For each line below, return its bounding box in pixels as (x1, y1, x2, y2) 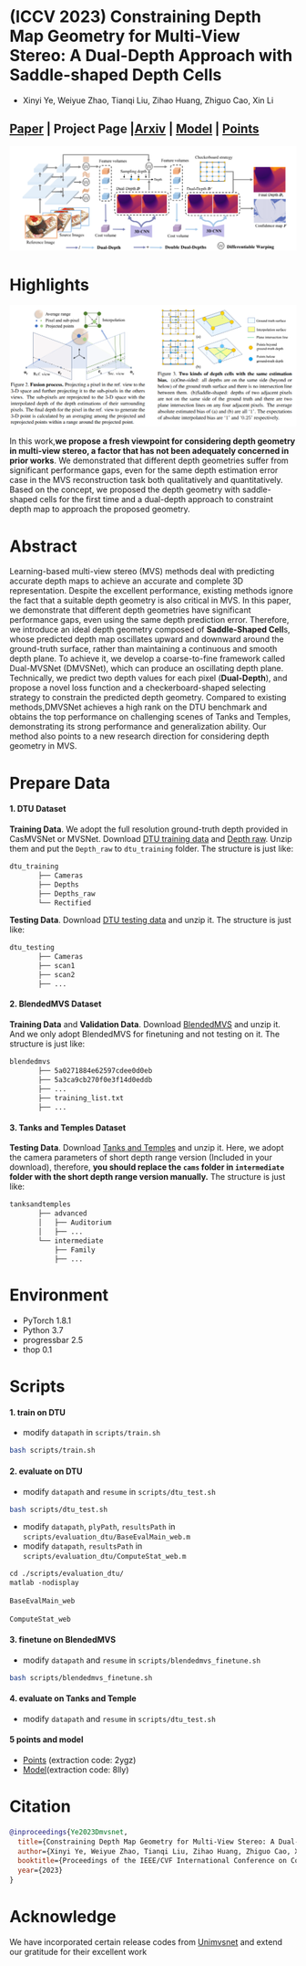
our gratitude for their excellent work (9, 1947, 148, 1958)
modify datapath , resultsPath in (22, 1540, 143, 1551)
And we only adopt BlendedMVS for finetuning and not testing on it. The (9, 1028, 280, 1039)
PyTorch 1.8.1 (22, 1315, 72, 1326)
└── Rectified (37, 898, 92, 908)
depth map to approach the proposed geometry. (9, 504, 191, 515)
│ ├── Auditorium (37, 1218, 112, 1227)
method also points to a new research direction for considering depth (9, 731, 270, 741)
